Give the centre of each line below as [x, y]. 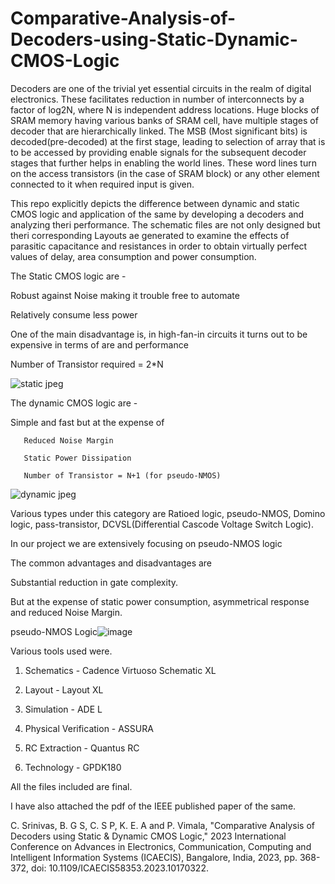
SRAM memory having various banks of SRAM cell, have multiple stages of [164, 120]
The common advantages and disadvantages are [111, 563]
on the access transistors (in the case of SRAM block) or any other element [165, 173]
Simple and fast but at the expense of [87, 422]
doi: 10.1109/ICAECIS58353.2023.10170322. [120, 868]
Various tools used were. [61, 651]
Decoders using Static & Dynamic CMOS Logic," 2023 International [148, 836]
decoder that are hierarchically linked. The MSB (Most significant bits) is [159, 131]
